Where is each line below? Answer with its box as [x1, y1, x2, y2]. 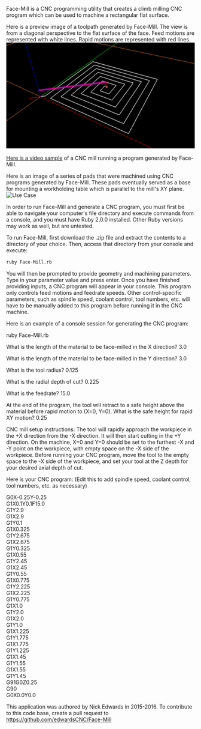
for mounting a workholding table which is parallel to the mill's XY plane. [6, 186, 184, 193]
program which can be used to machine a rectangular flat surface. [6, 11, 169, 19]
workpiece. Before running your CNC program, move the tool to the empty [6, 451, 190, 458]
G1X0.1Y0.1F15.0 [6, 500, 45, 507]
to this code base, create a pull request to [6, 709, 109, 716]
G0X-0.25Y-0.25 [6, 494, 47, 501]
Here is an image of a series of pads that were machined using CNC [6, 172, 174, 180]
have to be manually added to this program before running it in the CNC [6, 301, 183, 309]
